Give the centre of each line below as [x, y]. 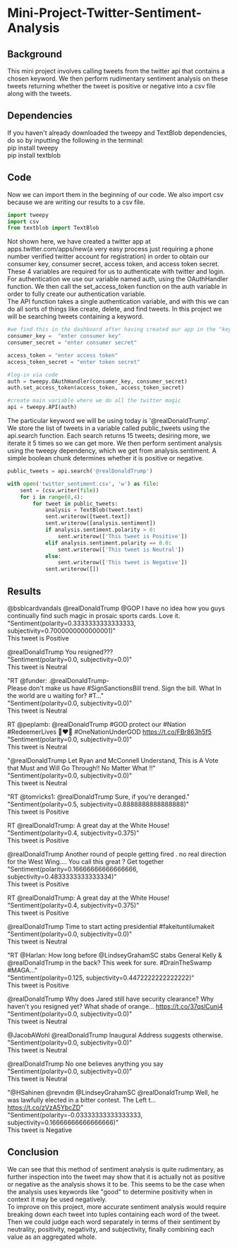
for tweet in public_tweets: [75, 504]
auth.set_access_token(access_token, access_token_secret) [96, 388]
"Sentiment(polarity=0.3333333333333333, [72, 623]
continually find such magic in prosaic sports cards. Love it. [94, 615]
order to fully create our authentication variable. [77, 294]
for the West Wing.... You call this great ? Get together [86, 861]
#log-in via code [33, 375]
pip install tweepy [33, 148]
